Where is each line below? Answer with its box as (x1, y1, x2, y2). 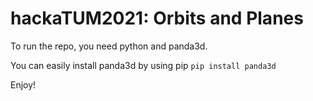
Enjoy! (10, 78, 37, 91)
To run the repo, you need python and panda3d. (10, 40, 208, 52)
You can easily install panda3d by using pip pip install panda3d (10, 59, 277, 71)
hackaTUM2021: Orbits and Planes (10, 7, 304, 30)
